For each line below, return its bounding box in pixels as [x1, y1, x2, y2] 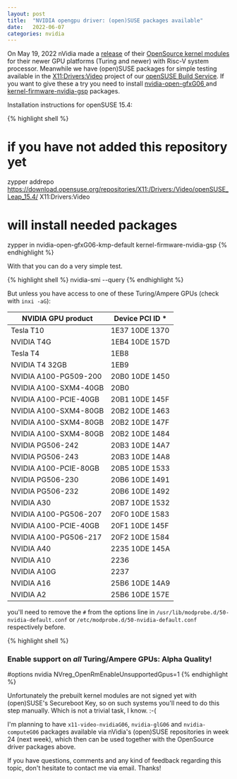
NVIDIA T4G [11, 337, 51, 347]
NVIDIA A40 [11, 544, 51, 553]
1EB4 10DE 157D [110, 337, 171, 347]
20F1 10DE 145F [110, 521, 169, 531]
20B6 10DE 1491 [110, 475, 171, 485]
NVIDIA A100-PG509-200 [11, 372, 102, 382]
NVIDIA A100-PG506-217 [11, 532, 102, 542]
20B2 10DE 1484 [110, 429, 171, 439]
